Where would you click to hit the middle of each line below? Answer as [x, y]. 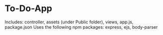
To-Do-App [29, 9]
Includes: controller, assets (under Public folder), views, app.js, [69, 22]
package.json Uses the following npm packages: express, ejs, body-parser [81, 27]
